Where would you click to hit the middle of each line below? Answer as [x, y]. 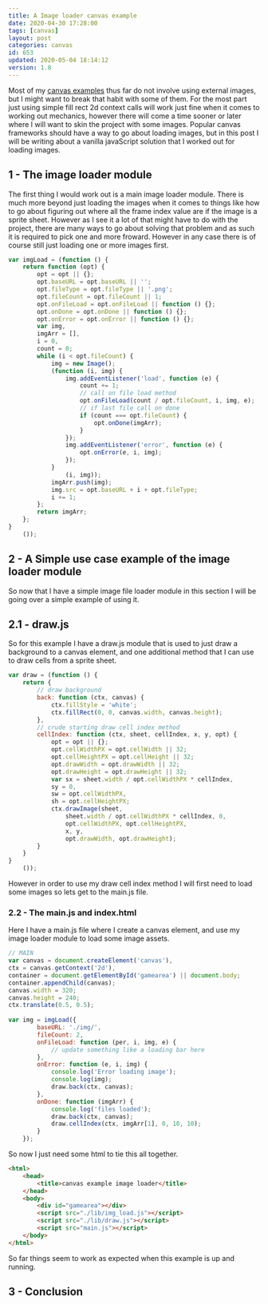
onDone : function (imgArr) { [85, 1102]
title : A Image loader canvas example [73, 16]
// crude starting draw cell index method [108, 727]
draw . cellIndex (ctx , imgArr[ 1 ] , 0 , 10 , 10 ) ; [126, 1124]
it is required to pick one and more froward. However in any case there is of [132, 236]
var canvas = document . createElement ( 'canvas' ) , [91, 961]
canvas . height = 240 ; [44, 998]
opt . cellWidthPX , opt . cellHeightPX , [126, 823]
